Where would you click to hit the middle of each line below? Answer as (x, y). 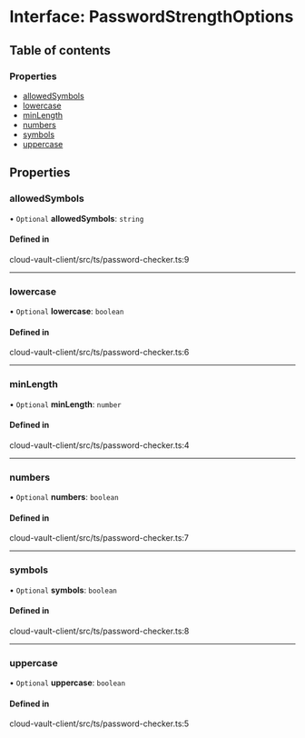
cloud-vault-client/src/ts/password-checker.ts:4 (99, 445)
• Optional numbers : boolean (64, 497)
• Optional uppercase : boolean (67, 683)
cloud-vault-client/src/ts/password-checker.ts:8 (99, 631)
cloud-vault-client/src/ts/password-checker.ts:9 (99, 259)
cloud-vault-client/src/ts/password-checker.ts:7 (99, 538)
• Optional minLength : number (65, 404)
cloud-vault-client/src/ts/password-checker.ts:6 (99, 353)
